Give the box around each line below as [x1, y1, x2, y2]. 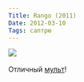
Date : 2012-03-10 [8, 19, 66, 27]
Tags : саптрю [8, 26, 52, 34]
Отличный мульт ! [8, 64, 67, 74]
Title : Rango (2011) [8, 11, 78, 20]
